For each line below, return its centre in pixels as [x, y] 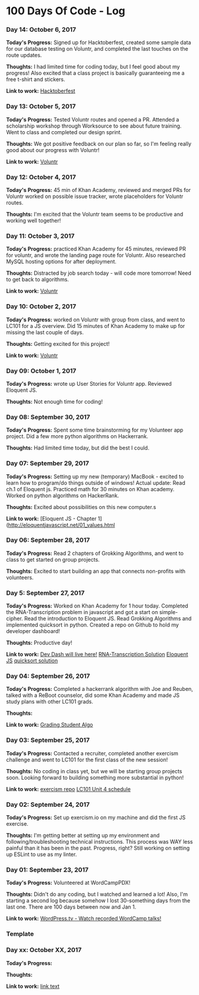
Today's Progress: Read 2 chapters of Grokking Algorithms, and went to [95, 553]
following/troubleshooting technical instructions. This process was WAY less [99, 842]
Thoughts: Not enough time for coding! [54, 401]
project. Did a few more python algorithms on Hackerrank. [77, 436]
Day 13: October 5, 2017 [41, 107]
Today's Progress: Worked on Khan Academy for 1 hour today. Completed [97, 606]
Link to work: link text [33, 986]
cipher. [15, 619]
